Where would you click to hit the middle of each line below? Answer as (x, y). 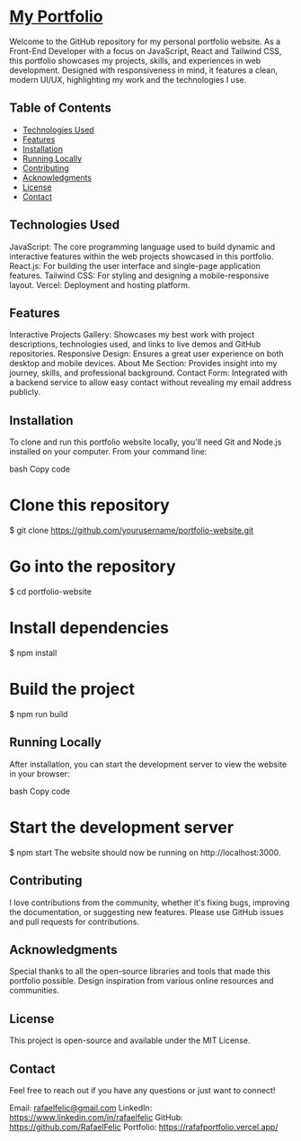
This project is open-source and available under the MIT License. (130, 1040)
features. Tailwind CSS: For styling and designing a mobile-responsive (139, 275)
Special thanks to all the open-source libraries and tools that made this (140, 971)
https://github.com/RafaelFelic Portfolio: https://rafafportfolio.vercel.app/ (144, 1127)
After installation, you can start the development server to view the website (148, 764)
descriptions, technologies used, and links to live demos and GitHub (135, 345)
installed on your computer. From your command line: (108, 452)
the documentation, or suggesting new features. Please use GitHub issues (147, 912)
